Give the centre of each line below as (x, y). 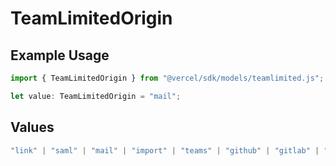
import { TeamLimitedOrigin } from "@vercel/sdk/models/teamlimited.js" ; (167, 78)
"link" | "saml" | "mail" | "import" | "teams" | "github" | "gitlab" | (165, 150)
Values (32, 127)
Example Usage (60, 55)
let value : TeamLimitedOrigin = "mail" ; (96, 96)
